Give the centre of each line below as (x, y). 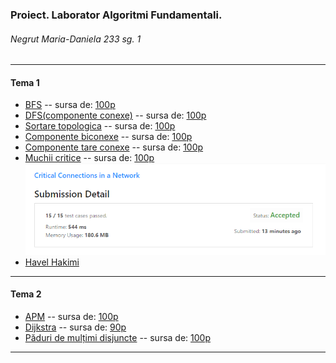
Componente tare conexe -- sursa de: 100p (114, 147)
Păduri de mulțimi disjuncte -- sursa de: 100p (117, 337)
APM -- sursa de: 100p (71, 316)
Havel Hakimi (52, 262)
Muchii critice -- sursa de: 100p (89, 158)
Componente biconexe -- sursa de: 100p (108, 137)
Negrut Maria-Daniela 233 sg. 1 (76, 39)
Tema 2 (26, 294)
